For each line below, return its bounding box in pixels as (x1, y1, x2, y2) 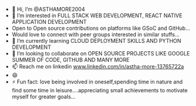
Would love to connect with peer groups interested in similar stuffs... (11, 31, 180, 38)
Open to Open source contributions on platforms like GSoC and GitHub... (11, 24, 191, 32)
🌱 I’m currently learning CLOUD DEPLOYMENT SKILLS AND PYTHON (11, 38, 182, 44)
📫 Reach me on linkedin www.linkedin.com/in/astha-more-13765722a (11, 63, 184, 70)
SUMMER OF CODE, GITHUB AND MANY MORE (11, 57, 130, 63)
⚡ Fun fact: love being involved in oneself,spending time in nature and (11, 78, 183, 85)
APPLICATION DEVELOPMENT (11, 18, 87, 25)
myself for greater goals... (11, 93, 76, 100)
